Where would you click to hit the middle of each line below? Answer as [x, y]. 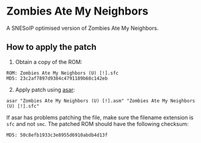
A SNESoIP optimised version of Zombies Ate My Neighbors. [82, 28]
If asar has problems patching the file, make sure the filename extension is [100, 117]
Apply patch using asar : [45, 89]
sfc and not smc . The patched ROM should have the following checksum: [98, 124]
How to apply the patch [51, 47]
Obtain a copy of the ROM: [49, 61]
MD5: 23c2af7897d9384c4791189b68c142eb [57, 78]
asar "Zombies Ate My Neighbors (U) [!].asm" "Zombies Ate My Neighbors [101, 101]
